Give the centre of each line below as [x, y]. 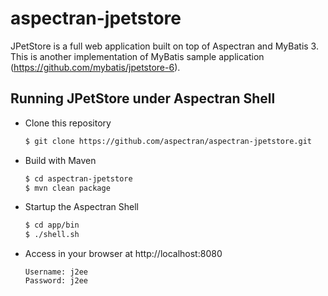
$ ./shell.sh [52, 235]
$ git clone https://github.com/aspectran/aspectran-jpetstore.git [168, 141]
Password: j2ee [56, 281]
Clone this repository [68, 123]
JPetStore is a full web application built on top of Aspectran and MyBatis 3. [164, 46]
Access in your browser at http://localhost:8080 [123, 254]
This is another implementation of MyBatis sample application [137, 56]
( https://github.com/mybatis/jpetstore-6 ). [95, 67]
